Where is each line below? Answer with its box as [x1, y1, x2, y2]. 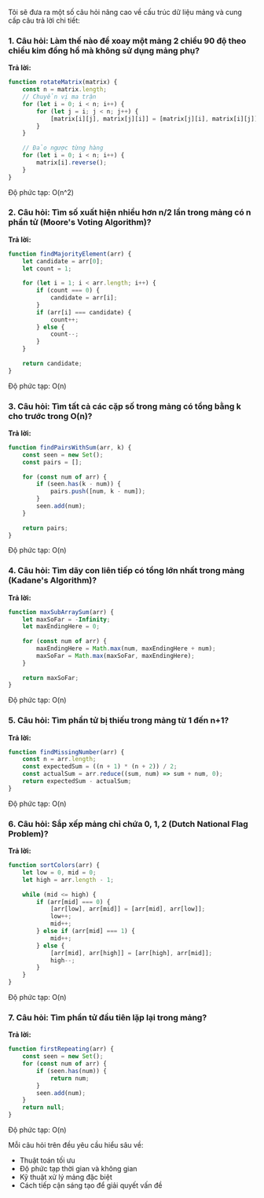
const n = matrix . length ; [22, 86, 108, 94]
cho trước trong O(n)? [8, 410, 93, 421]
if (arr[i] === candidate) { [36, 308, 132, 316]
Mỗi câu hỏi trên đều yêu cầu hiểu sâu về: [8, 1141, 144, 1150]
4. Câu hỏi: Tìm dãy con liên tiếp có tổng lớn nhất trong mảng [8, 565, 245, 576]
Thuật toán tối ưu [19, 1156, 75, 1165]
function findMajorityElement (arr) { [8, 250, 132, 258]
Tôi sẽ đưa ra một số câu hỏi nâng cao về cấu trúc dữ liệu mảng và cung [8, 8, 242, 17]
